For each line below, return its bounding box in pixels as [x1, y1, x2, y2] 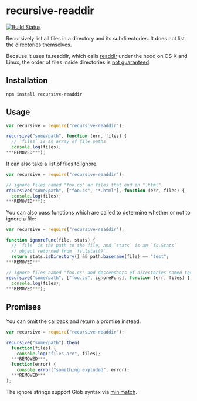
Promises [6, 302, 42, 312]
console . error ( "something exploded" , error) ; [16, 367, 130, 373]
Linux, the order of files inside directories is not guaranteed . [6, 59, 151, 66]
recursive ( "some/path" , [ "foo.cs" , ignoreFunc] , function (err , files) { [6, 275, 191, 281]
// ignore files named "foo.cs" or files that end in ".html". [6, 182, 164, 188]
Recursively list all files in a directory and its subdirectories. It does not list [6, 35, 185, 42]
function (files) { [11, 345, 57, 351]
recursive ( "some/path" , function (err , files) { [6, 133, 127, 139]
